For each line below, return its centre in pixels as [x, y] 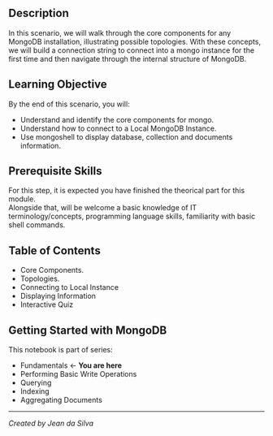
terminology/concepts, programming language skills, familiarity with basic [132, 216]
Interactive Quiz [47, 304]
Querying [36, 383]
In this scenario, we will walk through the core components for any [120, 32]
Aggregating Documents [61, 400]
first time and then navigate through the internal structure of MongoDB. [128, 58]
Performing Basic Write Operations [78, 374]
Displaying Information [58, 296]
